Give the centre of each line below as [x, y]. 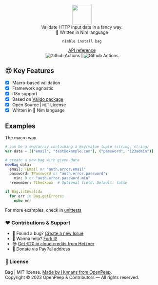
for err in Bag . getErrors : [37, 196]
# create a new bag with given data [42, 160]
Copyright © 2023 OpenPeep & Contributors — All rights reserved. [72, 277]
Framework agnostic [33, 88]
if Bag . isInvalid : [24, 192]
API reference [82, 50]
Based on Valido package [38, 99]
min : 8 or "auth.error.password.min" [52, 178]
